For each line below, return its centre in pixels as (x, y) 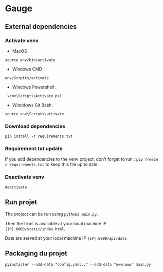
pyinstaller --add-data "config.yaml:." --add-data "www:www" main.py (78, 265)
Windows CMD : (28, 69)
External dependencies (41, 27)
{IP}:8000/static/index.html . (35, 229)
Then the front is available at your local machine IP (56, 223)
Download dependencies (35, 126)
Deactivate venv (25, 177)
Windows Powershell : (34, 87)
